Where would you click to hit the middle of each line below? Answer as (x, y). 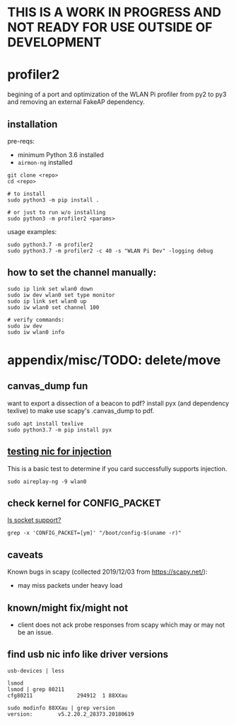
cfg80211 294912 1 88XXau (68, 695)
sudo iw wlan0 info (36, 332)
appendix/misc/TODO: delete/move (114, 360)
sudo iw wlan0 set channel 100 (53, 307)
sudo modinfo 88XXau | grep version (61, 708)
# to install (26, 194)
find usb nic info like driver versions (88, 655)
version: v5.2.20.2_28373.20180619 (71, 714)
